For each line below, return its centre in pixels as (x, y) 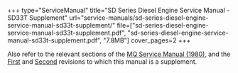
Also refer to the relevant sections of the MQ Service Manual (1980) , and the (119, 54)
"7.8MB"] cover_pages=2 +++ (147, 40)
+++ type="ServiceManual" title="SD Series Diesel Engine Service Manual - (119, 10)
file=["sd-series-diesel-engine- (163, 25)
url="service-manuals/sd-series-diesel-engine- (139, 18)
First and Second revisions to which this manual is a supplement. (102, 62)
